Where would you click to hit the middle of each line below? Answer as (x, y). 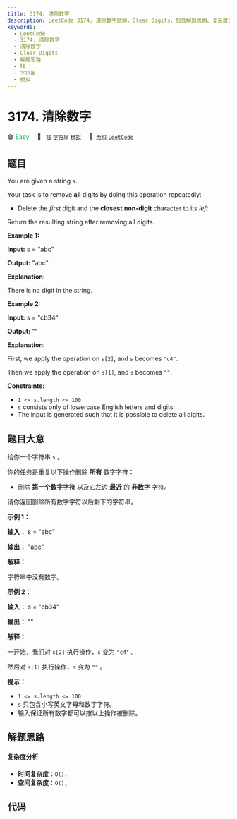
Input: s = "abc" (31, 249)
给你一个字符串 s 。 (36, 456)
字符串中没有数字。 (35, 576)
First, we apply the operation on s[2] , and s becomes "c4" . (93, 359)
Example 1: (24, 236)
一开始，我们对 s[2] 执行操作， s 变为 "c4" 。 (72, 651)
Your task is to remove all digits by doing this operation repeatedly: (105, 195)
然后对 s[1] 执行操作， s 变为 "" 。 (57, 667)
